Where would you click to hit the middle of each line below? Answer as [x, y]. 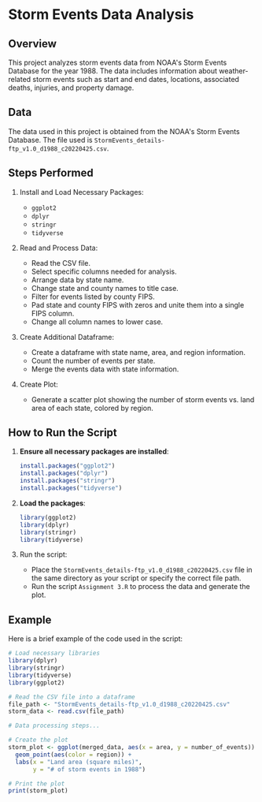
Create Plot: [39, 384]
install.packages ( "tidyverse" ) [71, 488]
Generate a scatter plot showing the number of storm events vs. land [143, 399]
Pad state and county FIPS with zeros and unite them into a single [138, 304]
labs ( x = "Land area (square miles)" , [79, 762]
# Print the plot [37, 783]
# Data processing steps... [54, 726]
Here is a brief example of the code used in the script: [96, 639]
